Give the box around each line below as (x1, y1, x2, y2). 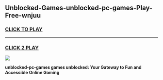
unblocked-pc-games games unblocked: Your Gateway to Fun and (5, 64, 142, 70)
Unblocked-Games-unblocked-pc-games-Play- (5, 4, 153, 12)
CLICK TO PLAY (5, 26, 43, 33)
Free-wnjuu (5, 12, 41, 20)
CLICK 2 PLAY (5, 44, 39, 51)
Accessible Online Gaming (5, 69, 60, 75)
